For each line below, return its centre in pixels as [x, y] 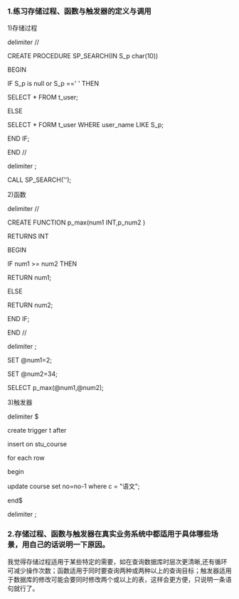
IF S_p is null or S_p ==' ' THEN [53, 84]
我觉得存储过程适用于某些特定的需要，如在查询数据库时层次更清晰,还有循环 [117, 561]
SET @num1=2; [30, 360]
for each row [26, 458]
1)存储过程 [22, 28]
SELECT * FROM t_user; [43, 97]
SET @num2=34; [33, 374]
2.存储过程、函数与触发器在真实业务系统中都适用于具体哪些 [109, 534]
